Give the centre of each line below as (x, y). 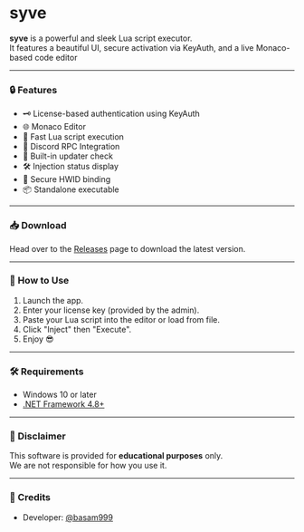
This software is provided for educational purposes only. (116, 456)
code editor (56, 57)
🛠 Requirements (47, 372)
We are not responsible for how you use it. (88, 466)
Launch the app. (53, 300)
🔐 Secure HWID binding (66, 179)
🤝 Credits (30, 498)
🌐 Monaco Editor (54, 127)
